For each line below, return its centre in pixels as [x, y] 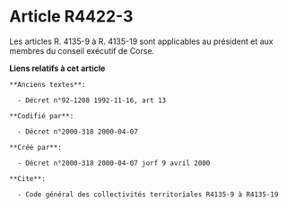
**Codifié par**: [42, 116]
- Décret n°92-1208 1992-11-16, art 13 [92, 100]
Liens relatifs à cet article [57, 68]
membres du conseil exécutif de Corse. [82, 50]
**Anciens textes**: [48, 84]
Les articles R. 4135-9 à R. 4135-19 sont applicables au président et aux [141, 41]
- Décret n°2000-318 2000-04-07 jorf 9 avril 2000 [114, 163]
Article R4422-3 [71, 17]
